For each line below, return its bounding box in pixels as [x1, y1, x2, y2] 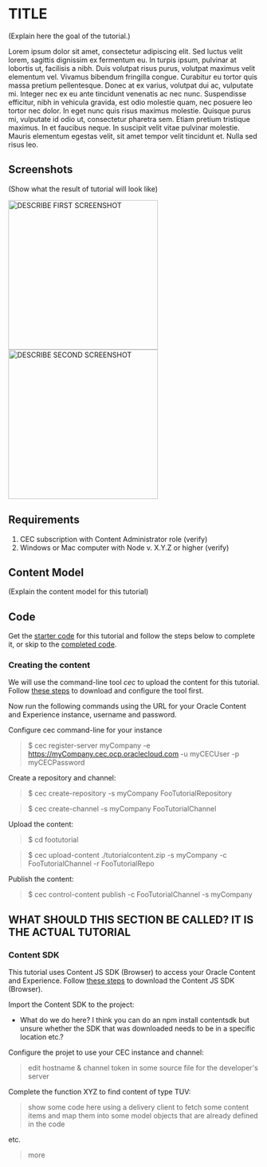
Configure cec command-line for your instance [8, 725, 163, 735]
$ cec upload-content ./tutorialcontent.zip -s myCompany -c [27, 851, 227, 860]
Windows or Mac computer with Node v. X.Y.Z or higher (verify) [19, 543, 230, 552]
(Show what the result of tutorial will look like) [8, 184, 158, 194]
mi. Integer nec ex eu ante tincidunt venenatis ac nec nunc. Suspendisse [8, 88, 247, 98]
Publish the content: [8, 874, 74, 884]
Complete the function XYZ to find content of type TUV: [8, 1087, 191, 1097]
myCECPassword [27, 758, 85, 768]
